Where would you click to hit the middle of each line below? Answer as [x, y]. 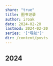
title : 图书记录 [20, 15]
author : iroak [20, 19]
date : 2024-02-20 [23, 24]
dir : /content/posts [27, 38]
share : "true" [20, 10]
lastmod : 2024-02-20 [27, 29]
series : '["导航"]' [25, 33]
